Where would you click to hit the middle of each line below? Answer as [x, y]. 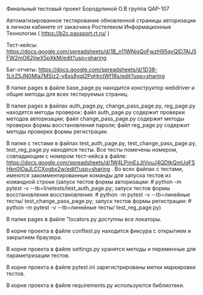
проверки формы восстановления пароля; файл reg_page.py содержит [98, 125]
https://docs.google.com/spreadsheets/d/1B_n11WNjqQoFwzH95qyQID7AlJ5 [101, 51]
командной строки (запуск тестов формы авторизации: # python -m [94, 182]
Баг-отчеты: [22, 70]
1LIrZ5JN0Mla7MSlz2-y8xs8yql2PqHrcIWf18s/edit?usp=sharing [85, 76]
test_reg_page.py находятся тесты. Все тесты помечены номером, [92, 150]
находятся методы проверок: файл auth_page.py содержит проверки [96, 112]
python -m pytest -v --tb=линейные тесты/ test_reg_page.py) [84, 207]
